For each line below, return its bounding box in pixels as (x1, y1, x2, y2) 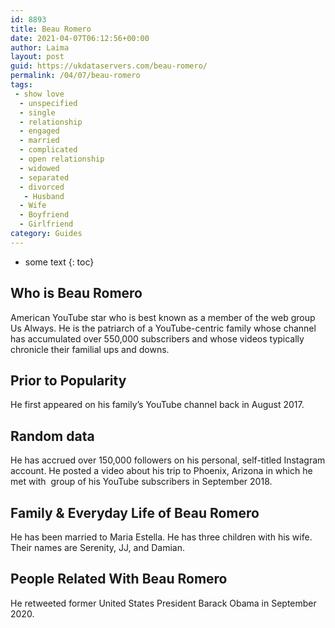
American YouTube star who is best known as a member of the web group (10, 311, 316, 323)
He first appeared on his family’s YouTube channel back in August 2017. (10, 399, 305, 411)
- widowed (19, 163, 60, 173)
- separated (19, 172, 70, 183)
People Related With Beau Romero (10, 571, 228, 588)
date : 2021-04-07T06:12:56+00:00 (10, 33, 150, 43)
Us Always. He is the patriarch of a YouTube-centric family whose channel (10, 322, 317, 334)
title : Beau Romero (10, 24, 92, 34)
